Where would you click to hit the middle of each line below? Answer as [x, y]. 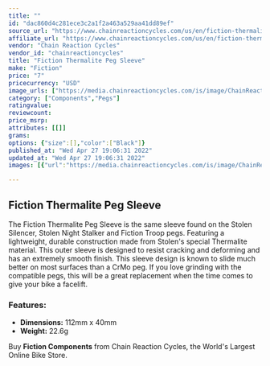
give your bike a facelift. [48, 284]
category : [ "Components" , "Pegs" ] [64, 98]
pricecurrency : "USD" [45, 83]
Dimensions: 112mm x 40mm [68, 323]
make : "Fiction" [35, 68]
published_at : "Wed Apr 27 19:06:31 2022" [80, 150]
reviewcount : [30, 113]
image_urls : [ [32, 90]
